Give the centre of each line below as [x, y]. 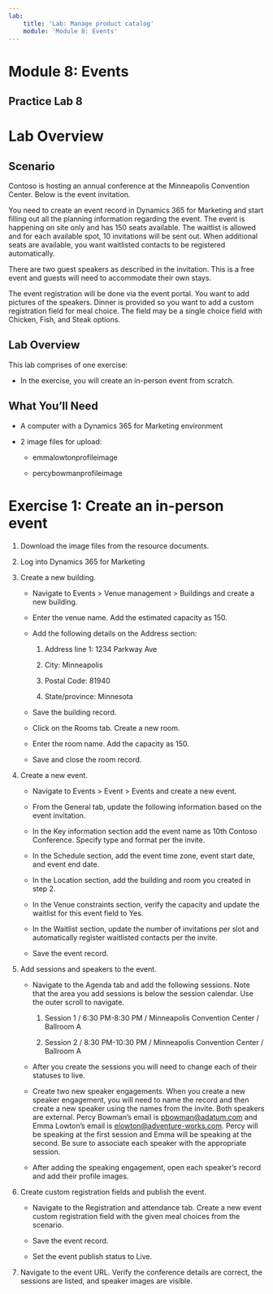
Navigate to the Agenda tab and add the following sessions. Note [141, 985]
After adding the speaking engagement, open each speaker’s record [147, 1167]
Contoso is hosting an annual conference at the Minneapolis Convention [129, 186]
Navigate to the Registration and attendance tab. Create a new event [147, 1207]
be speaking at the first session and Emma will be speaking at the [142, 1134]
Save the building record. [74, 712]
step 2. [44, 889]
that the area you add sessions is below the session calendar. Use [143, 993]
